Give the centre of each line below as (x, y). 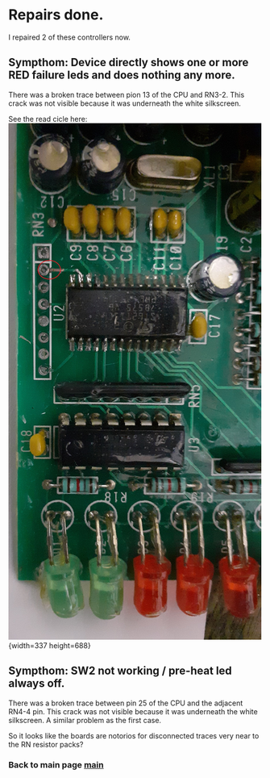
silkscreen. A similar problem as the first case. (85, 720)
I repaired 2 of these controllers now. (70, 37)
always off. (37, 684)
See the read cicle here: (48, 119)
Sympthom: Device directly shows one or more (129, 63)
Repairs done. (56, 15)
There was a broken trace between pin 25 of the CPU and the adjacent (126, 703)
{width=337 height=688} (50, 645)
